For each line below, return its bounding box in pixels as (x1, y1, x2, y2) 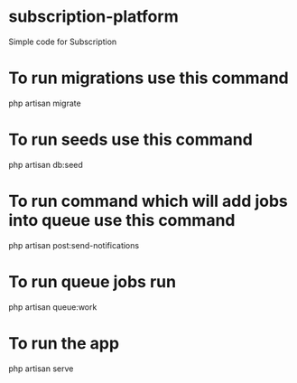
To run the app (8, 332, 119, 353)
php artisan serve (8, 363, 74, 374)
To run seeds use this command (8, 129, 254, 150)
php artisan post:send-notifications (8, 239, 140, 250)
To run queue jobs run (8, 271, 177, 292)
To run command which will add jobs (8, 191, 288, 211)
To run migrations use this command (8, 68, 290, 89)
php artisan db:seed (8, 159, 83, 170)
